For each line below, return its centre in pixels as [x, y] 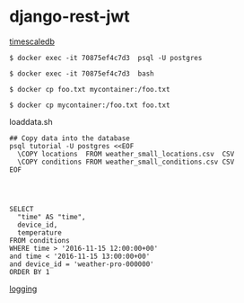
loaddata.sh [31, 121]
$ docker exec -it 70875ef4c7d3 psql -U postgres [106, 58]
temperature [40, 232]
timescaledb [32, 41]
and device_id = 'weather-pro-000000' [82, 264]
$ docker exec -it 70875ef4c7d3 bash [82, 74]
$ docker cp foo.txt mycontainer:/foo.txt [90, 89]
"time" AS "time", [52, 217]
